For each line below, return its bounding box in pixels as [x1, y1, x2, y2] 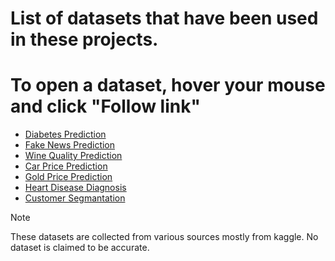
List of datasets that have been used [10, 7, 319, 30]
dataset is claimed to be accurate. [10, 242, 150, 254]
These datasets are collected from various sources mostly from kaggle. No [10, 231, 319, 243]
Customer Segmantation [24, 192, 126, 204]
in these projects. [10, 28, 159, 51]
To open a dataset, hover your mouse [10, 74, 326, 97]
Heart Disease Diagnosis [24, 182, 127, 194]
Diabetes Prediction [24, 128, 107, 141]
